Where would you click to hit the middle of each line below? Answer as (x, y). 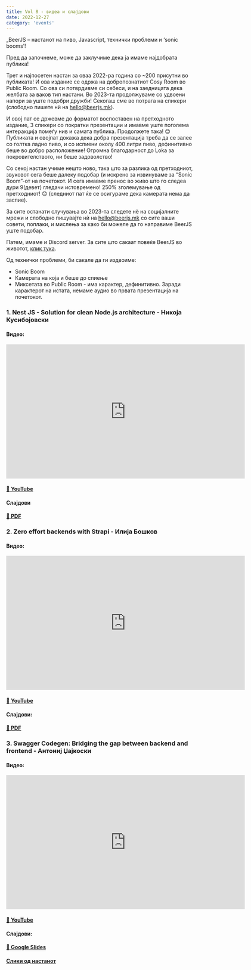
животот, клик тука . (31, 249)
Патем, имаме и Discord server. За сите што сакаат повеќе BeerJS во (94, 242)
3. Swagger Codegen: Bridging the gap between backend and (97, 743)
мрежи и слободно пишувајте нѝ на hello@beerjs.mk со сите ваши (90, 218)
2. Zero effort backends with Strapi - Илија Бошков (82, 532)
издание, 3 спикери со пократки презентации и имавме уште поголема (98, 125)
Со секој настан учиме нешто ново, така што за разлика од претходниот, (100, 168)
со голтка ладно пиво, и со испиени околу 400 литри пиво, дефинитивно (99, 144)
